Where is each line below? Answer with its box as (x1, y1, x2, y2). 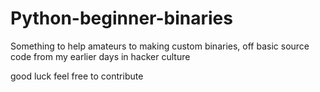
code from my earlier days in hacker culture (10, 50, 191, 62)
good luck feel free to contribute (10, 70, 144, 82)
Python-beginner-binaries (10, 7, 233, 30)
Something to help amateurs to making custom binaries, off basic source (10, 40, 310, 52)
